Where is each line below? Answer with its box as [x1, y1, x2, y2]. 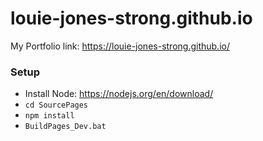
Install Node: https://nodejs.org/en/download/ [24, 88, 214, 100]
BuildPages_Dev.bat [24, 122, 107, 132]
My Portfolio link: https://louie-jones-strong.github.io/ [10, 40, 230, 52]
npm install [24, 111, 75, 121]
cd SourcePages [24, 100, 89, 111]
